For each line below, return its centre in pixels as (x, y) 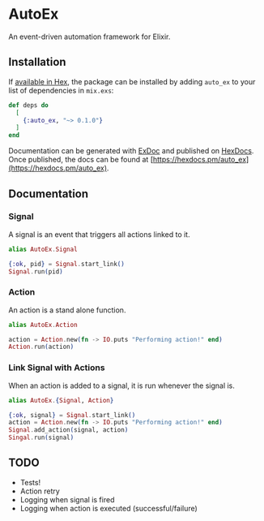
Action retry (40, 491)
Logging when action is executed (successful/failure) (109, 508)
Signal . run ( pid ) (36, 271)
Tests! (30, 482)
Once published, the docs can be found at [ (81, 160)
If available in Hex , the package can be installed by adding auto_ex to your (132, 81)
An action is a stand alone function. (67, 310)
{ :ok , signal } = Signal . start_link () (72, 415)
